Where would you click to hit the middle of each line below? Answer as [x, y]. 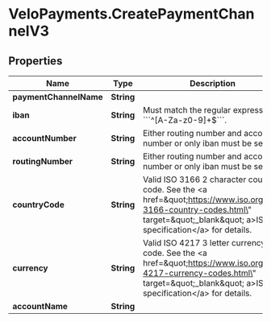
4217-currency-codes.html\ [197, 273]
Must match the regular [187, 110]
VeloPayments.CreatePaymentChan [132, 14]
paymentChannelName [58, 97]
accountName [40, 306]
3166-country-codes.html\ [195, 210]
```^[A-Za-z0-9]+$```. [185, 120]
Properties [35, 61]
